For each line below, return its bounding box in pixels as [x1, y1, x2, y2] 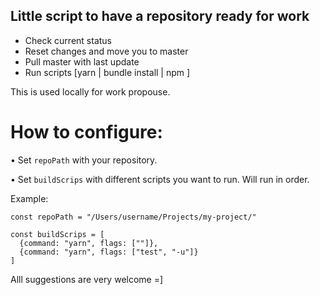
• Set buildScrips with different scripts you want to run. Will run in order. [10, 173, 310, 185]
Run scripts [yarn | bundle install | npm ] [24, 66, 191, 78]
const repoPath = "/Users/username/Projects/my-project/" [10, 212, 257, 222]
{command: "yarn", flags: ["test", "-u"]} [19, 247, 199, 257]
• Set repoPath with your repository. [10, 154, 158, 166]
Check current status [24, 34, 112, 46]
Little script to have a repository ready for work [10, 8, 310, 25]
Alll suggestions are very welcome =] [10, 273, 164, 285]
